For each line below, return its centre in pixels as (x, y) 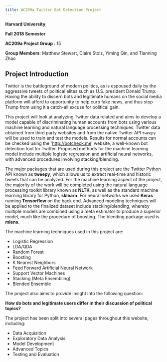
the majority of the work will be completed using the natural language (77, 185)
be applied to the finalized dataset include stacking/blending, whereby (77, 206)
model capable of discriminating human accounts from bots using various (81, 122)
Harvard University (25, 24)
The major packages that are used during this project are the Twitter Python (83, 169)
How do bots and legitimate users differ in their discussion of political (79, 303)
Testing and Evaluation (36, 355)
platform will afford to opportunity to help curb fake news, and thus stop (79, 102)
